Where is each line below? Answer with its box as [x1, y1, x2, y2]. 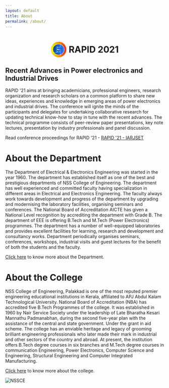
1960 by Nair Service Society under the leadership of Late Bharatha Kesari [5, 310, 160, 316]
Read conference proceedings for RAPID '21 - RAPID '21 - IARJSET [5, 135, 144, 141]
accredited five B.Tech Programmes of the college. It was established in [5, 304, 155, 310]
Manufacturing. [5, 358, 37, 364]
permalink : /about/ [5, 19, 46, 24]
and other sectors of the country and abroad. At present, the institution [5, 337, 153, 343]
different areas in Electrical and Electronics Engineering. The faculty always [5, 191, 162, 197]
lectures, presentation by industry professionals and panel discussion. [5, 125, 151, 131]
